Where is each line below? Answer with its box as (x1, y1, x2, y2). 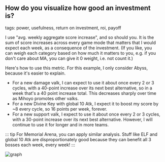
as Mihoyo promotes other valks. (12, 95, 79, 101)
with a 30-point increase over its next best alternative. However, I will (12, 116, 153, 122)
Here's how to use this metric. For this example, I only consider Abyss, (5, 65, 148, 71)
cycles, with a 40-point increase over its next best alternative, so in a (12, 85, 153, 91)
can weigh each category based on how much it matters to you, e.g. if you (5, 50, 156, 56)
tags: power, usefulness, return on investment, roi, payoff (5, 25, 122, 31)
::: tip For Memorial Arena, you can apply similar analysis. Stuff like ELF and (5, 131, 158, 137)
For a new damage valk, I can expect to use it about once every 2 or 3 (12, 80, 154, 85)
